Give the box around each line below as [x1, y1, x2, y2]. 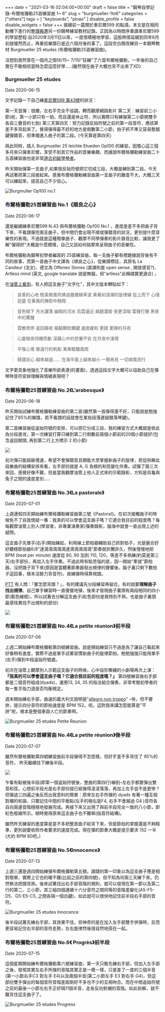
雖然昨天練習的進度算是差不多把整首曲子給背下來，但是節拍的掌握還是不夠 [5, 820, 156, 826]
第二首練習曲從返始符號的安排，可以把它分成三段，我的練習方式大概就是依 [5, 425, 156, 431]
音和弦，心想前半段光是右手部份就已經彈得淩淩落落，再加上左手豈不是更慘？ [5, 785, 160, 791]
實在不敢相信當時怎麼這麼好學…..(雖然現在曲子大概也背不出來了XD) [5, 63, 141, 69]
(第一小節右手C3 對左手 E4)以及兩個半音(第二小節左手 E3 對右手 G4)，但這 [5, 973, 156, 979]
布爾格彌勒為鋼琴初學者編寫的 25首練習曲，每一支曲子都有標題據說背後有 [5, 252, 154, 258]
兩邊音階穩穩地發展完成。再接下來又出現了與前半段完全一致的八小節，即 [13, 804, 160, 810]
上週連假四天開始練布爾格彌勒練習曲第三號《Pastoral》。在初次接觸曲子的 [5, 511, 153, 517]
